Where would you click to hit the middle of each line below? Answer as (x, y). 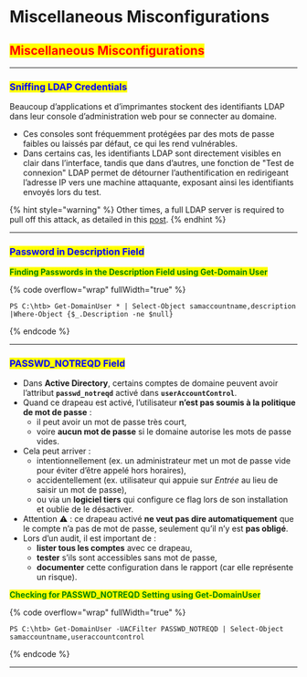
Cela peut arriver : (57, 451)
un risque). (57, 577)
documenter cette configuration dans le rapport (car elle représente (165, 567)
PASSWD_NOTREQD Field (68, 363)
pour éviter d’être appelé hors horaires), (111, 470)
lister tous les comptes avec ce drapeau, (114, 547)
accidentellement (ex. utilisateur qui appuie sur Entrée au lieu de (157, 480)
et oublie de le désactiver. (85, 509)
